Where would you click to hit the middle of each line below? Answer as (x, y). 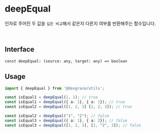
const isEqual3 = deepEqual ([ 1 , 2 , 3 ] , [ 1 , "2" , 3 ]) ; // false (73, 125)
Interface (19, 49)
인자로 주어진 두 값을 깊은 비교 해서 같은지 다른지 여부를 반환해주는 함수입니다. (80, 23)
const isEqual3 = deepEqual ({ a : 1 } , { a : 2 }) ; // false (66, 120)
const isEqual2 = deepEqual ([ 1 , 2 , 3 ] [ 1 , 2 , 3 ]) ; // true (68, 107)
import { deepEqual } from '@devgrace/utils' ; (55, 88)
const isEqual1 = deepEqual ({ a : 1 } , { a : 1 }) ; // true (65, 102)
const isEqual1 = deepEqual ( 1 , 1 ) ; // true (51, 97)
